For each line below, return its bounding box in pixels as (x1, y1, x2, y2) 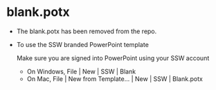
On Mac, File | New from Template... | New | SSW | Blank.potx (26, 74, 204, 83)
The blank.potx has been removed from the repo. (16, 27, 157, 35)
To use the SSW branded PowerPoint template (16, 40, 150, 48)
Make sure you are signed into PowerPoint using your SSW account (16, 53, 210, 62)
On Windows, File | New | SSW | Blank (26, 67, 136, 75)
